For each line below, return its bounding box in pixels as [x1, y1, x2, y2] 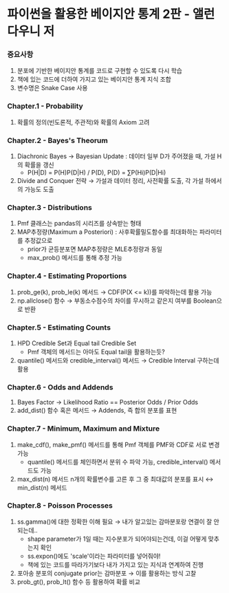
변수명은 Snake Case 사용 [17, 84, 88, 92]
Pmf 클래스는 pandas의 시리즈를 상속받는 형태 [17, 219, 142, 228]
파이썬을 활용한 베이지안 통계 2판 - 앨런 [7, 6, 215, 22]
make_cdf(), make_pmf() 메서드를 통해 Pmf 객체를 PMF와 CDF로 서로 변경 [17, 440, 220, 449]
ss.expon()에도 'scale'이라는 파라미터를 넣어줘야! [27, 552, 161, 560]
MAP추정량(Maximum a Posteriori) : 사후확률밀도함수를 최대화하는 [17, 228, 198, 236]
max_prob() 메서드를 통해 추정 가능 [27, 254, 122, 262]
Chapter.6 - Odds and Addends [7, 382, 113, 392]
